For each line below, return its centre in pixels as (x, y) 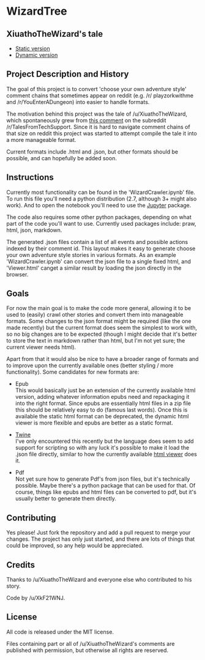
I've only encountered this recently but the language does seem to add (104, 441)
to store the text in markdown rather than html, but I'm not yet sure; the (96, 341)
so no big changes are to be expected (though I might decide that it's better (102, 334)
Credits (21, 565)
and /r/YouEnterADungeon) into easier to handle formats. (78, 102)
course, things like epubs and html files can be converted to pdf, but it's (106, 492)
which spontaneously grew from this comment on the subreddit (86, 120)
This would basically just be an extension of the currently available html (105, 390)
